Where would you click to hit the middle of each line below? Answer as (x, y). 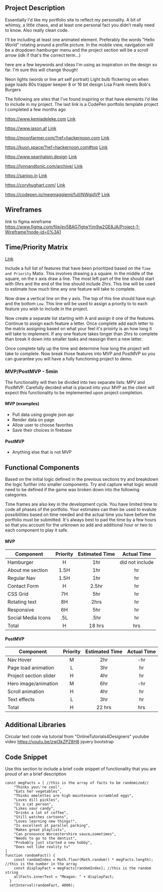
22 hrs (104, 708)
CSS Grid (18, 594)
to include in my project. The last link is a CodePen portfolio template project (82, 104)
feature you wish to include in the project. (47, 309)
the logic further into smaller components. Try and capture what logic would (81, 484)
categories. (16, 495)
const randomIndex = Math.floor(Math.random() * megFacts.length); (83, 860)
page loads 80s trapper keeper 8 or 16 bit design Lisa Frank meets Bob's (78, 84)
